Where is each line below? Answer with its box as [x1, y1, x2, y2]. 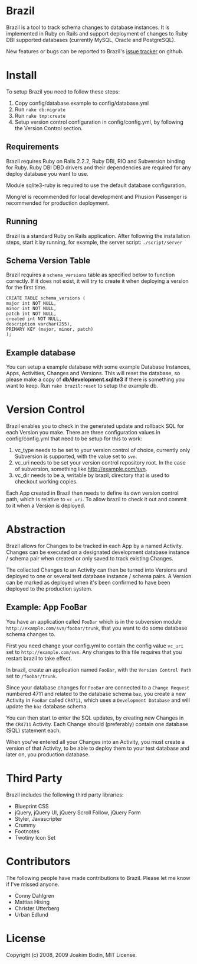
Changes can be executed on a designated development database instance [6, 549, 190, 556]
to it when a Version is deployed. [6, 502, 86, 510]
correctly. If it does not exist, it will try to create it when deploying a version [6, 278, 189, 285]
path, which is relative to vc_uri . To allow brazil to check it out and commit [6, 496, 187, 503]
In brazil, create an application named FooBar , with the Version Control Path [6, 666, 192, 673]
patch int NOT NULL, [6, 311, 57, 317]
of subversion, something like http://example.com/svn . [14, 466, 147, 473]
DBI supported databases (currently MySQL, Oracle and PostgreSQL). [6, 36, 176, 43]
